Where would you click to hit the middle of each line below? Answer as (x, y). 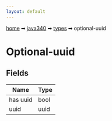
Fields (17, 73)
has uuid (21, 99)
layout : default (26, 11)
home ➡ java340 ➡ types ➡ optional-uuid (56, 28)
